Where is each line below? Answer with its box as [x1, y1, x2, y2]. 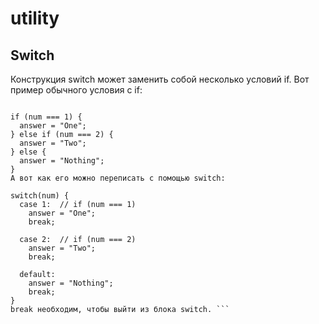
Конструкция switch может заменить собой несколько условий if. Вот [10, 73, 310, 85]
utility [10, 7, 60, 30]
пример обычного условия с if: [10, 84, 143, 96]
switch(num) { [10, 191, 70, 201]
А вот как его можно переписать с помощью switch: [10, 173, 226, 183]
